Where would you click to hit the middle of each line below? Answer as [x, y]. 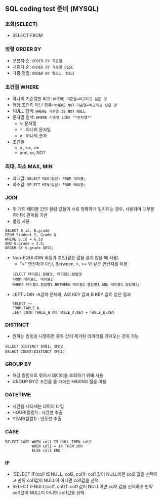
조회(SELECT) [21, 24]
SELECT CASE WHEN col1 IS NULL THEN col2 [48, 442]
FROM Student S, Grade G [31, 235]
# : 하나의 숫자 [33, 136]
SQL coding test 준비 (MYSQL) [52, 9]
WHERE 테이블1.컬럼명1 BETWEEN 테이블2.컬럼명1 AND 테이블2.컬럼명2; [76, 285]
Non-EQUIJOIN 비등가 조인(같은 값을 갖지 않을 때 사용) [65, 257]
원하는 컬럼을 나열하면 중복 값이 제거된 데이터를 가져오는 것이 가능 [76, 336]
